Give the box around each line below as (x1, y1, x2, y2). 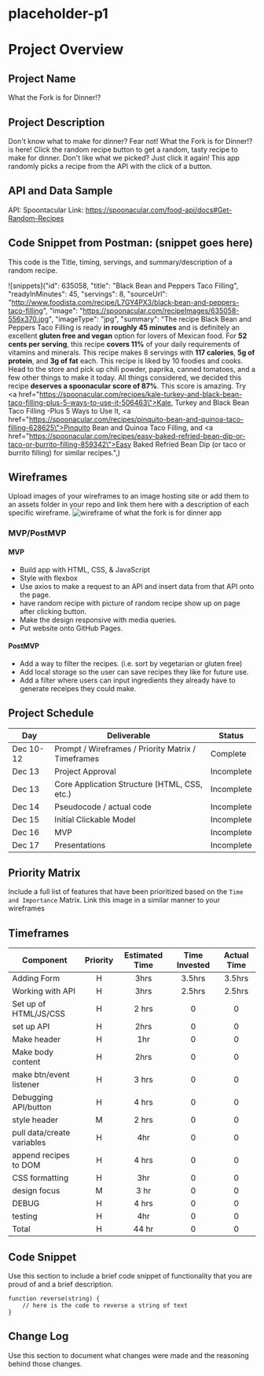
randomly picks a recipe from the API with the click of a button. (8, 162, 212, 171)
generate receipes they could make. (19, 683, 137, 693)
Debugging (12, 1092, 53, 1103)
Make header (12, 1034, 61, 1045)
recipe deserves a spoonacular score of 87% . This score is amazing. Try (8, 381, 246, 390)
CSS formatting (12, 1172, 69, 1183)
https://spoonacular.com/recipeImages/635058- (82, 306, 240, 315)
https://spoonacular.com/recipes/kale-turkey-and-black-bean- (38, 389, 243, 399)
